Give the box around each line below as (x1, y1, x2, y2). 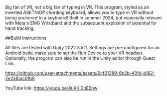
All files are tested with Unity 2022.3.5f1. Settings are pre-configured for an (5, 45, 160, 50)
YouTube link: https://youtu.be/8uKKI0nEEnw (5, 85, 98, 91)
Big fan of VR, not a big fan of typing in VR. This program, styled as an (5, 4, 150, 10)
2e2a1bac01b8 (5, 76, 35, 81)
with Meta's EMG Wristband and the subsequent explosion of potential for (5, 20, 157, 26)
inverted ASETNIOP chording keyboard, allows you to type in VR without (5, 9, 154, 15)
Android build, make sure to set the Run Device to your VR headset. (5, 50, 144, 56)
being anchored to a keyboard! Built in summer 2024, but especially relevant (5, 15, 162, 20)
